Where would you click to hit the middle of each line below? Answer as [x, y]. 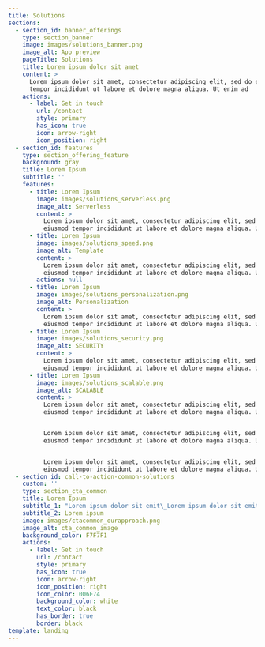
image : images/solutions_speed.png [95, 243]
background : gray [51, 163]
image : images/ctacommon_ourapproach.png [91, 521]
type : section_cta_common [65, 491]
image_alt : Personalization [82, 302]
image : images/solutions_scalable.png [100, 383]
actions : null [60, 280]
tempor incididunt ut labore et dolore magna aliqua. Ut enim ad [138, 89]
